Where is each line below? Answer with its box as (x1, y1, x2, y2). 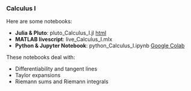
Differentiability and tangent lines (14, 65, 98, 72)
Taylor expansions (14, 72, 61, 79)
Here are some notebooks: (6, 18, 72, 25)
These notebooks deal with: (6, 54, 75, 61)
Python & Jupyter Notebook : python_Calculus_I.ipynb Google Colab (14, 42, 185, 49)
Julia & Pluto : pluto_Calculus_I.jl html (14, 29, 107, 37)
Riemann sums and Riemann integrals (14, 78, 108, 85)
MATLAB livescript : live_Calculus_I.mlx (14, 36, 113, 43)
